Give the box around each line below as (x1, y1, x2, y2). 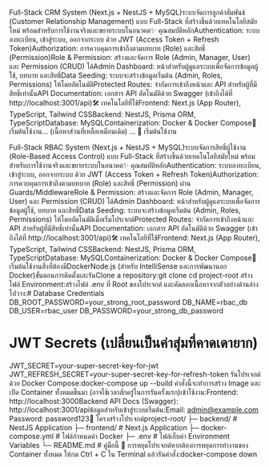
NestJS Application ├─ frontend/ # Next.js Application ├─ (9, 422, 199, 432)
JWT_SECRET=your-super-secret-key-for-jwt (9, 361, 159, 370)
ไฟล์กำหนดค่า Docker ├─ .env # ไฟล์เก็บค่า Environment (62, 431, 231, 441)
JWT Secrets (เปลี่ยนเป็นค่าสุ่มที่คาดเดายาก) (9, 334, 259, 352)
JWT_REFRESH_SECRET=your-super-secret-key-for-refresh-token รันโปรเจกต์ (9, 369, 261, 379)
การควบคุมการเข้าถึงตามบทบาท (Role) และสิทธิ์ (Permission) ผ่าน (9, 178, 191, 188)
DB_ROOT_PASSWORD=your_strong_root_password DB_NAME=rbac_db (9, 297, 248, 307)
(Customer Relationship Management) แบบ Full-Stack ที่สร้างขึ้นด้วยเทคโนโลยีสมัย (9, 17, 258, 26)
